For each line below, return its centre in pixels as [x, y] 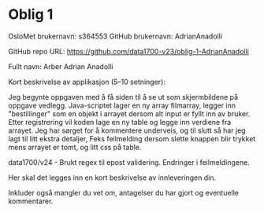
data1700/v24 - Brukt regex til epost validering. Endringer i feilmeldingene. [129, 162]
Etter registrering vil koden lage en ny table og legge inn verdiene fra [120, 122]
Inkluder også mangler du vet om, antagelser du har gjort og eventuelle [123, 192]
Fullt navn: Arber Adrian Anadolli [61, 66]
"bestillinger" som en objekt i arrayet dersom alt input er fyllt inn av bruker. [129, 113]
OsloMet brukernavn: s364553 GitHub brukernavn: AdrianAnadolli [115, 36]
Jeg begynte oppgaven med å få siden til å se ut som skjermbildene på [123, 97]
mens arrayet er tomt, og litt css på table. [75, 147]
